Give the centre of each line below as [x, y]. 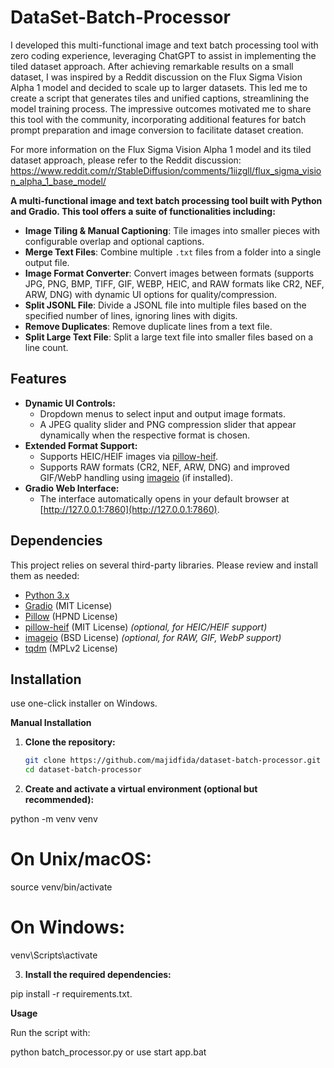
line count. [46, 347]
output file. [47, 262]
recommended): [59, 800]
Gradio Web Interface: [72, 488]
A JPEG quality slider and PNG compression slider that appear [168, 424]
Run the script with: [50, 1032]
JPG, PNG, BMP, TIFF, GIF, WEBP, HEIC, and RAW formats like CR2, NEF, [174, 283]
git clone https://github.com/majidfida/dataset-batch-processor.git [173, 761]
